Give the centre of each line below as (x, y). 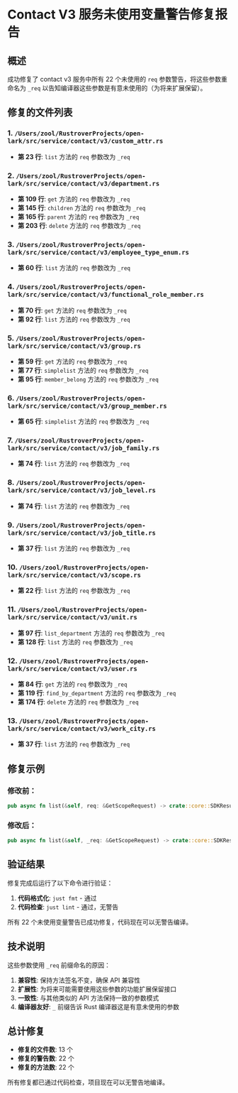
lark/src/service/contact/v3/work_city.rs (81, 728)
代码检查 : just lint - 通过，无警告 (68, 907)
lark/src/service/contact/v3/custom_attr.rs (85, 141)
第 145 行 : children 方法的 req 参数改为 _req (81, 207)
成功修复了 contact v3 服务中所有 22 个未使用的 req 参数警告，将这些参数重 (118, 79)
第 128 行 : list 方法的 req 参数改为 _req (75, 642)
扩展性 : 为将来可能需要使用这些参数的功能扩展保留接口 (97, 989)
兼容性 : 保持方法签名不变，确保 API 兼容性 (79, 980)
